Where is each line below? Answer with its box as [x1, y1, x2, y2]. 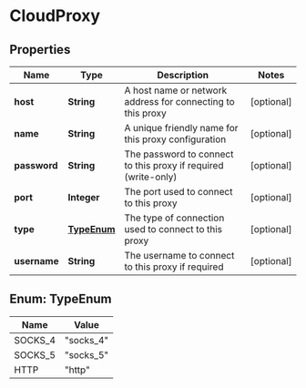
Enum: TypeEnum [9, 291, 112, 307]
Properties [9, 42, 71, 57]
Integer [67, 191, 100, 203]
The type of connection [124, 211, 225, 224]
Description [157, 69, 209, 81]
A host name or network [124, 84, 228, 97]
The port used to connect [124, 186, 233, 198]
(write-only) [124, 170, 178, 183]
